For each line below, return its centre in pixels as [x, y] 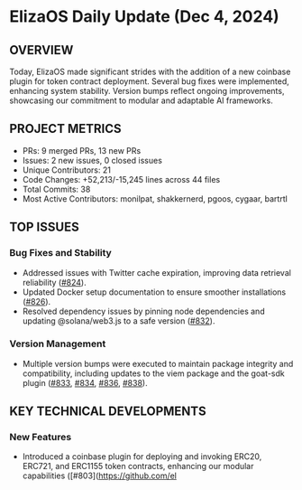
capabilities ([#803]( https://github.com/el [100, 476]
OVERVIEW [41, 50]
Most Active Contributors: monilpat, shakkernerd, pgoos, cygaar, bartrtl [155, 198]
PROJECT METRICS [65, 129]
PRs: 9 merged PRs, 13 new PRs [82, 150]
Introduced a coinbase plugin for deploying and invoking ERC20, [142, 457]
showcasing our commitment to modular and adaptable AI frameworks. [141, 100]
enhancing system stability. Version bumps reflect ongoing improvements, [147, 91]
